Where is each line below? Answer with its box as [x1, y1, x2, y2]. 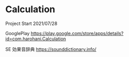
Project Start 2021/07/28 [5, 20, 58, 26]
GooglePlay [5, 30, 30, 36]
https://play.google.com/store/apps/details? [30, 30, 124, 36]
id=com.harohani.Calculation [5, 36, 66, 42]
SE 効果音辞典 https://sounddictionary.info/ [5, 46, 97, 52]
